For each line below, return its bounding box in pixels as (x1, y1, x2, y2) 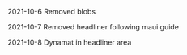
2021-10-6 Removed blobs (7, 7, 96, 16)
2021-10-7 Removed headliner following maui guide (7, 22, 180, 31)
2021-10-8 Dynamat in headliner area (7, 37, 132, 47)
